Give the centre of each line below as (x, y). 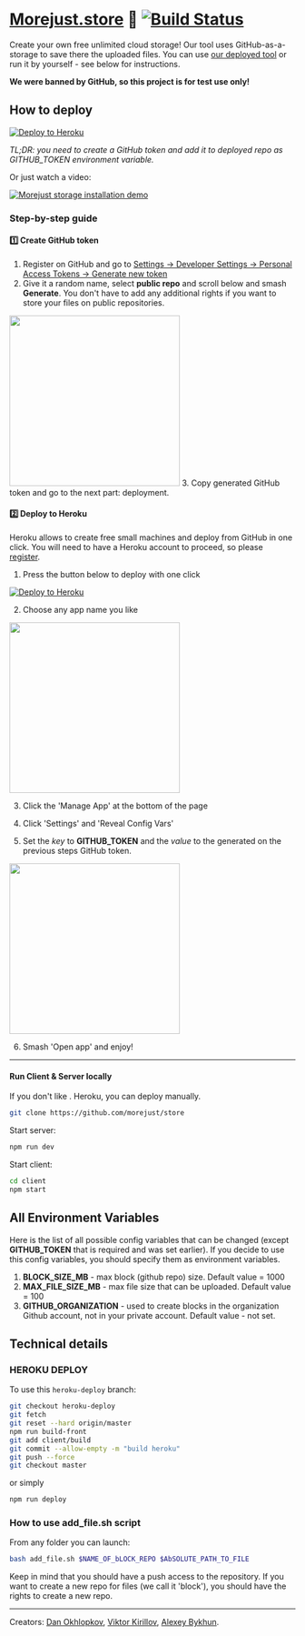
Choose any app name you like (80, 610)
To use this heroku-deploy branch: (73, 1390)
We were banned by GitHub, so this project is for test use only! (130, 81)
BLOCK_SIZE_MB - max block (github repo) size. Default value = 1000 (154, 1277)
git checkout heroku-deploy (63, 1406)
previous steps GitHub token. (77, 851)
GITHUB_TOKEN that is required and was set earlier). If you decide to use (147, 1250)
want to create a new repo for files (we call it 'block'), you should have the (148, 1586)
